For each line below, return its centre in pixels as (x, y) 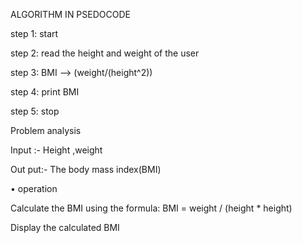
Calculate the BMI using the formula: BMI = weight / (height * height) (151, 208)
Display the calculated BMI (65, 227)
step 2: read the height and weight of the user (105, 53)
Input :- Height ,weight (56, 150)
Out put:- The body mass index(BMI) (86, 169)
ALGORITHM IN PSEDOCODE (70, 14)
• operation (34, 188)
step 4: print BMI (45, 92)
